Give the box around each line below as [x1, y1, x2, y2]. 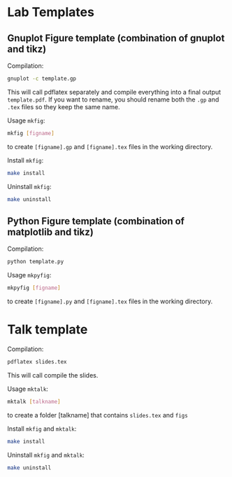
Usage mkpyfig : [7, 271, 52, 279]
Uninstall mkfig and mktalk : [7, 450, 85, 459]
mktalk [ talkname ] [7, 398, 61, 405]
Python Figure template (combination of [7, 215, 185, 227]
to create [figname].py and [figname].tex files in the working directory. [7, 297, 213, 305]
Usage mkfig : [7, 116, 45, 125]
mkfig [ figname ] [7, 130, 55, 137]
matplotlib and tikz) [7, 226, 94, 238]
